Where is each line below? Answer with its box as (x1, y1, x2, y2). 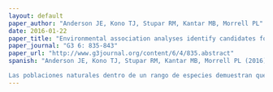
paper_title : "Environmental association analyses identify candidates (8, 34, 256, 43)
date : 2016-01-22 (8, 27, 67, 35)
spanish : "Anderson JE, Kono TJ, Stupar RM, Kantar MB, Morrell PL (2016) (8, 57, 267, 65)
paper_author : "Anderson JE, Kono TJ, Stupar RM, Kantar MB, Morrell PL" (8, 19, 264, 27)
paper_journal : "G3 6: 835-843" (8, 42, 118, 50)
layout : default (8, 11, 63, 20)
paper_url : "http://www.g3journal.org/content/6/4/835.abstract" (8, 49, 234, 57)
